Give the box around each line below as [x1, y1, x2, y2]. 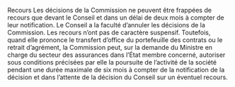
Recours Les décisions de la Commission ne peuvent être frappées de [7, 6, 212, 14]
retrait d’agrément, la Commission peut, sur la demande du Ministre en [7, 43, 213, 51]
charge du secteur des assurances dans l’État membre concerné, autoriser [7, 51, 226, 59]
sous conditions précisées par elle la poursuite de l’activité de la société [7, 58, 217, 66]
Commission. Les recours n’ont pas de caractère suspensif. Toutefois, [7, 28, 211, 36]
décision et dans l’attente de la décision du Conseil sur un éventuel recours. [7, 73, 228, 81]
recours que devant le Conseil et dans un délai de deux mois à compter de [7, 13, 224, 22]
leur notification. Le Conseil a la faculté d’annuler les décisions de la [7, 21, 205, 29]
